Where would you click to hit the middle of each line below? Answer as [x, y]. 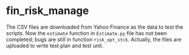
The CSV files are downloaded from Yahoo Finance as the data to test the [94, 27]
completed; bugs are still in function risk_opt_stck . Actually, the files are [94, 39]
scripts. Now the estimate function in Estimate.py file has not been [87, 33]
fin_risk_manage [47, 11]
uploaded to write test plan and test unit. [55, 46]
